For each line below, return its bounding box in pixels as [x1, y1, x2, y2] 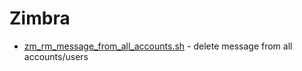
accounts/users [23, 50, 89, 62]
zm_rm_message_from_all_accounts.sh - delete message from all [23, 40, 293, 52]
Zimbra [9, 7, 71, 30]
